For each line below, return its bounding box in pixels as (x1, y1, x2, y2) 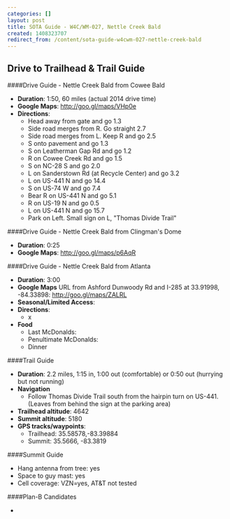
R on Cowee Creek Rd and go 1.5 (27, 154, 122, 162)
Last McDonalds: (27, 328, 77, 336)
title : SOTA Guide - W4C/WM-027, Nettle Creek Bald (7, 23, 161, 30)
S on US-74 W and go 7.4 (27, 184, 101, 192)
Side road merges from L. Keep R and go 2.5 (27, 131, 156, 140)
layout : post (7, 17, 45, 24)
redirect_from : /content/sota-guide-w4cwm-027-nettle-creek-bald (7, 36, 201, 43)
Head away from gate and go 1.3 (27, 116, 122, 125)
